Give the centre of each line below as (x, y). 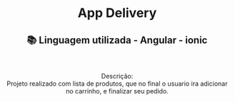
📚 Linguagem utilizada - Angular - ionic (117, 40)
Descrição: (117, 76)
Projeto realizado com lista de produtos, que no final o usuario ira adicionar (117, 84)
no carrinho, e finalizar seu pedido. (117, 91)
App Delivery (117, 13)
